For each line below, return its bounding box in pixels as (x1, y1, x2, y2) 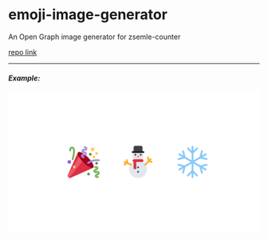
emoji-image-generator (8, 6, 167, 24)
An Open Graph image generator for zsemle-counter (8, 32, 181, 41)
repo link (8, 47, 37, 57)
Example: (8, 73, 41, 83)
